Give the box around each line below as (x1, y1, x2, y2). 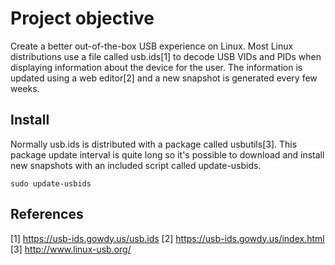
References (10, 206, 84, 223)
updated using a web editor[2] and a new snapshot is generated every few (10, 72, 318, 84)
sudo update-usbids (10, 178, 92, 189)
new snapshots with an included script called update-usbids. (10, 159, 262, 171)
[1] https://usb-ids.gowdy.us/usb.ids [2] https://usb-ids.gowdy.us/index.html (10, 232, 325, 244)
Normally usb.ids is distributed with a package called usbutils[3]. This (10, 138, 298, 150)
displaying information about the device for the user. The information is (10, 61, 303, 73)
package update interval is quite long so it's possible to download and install (10, 148, 325, 161)
